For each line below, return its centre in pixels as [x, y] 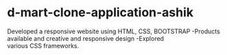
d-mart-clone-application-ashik [100, 13]
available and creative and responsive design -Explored [86, 38]
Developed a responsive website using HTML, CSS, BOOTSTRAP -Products [114, 31]
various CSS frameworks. [43, 45]
